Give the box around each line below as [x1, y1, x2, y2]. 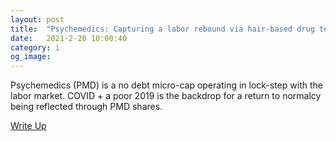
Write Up [10, 120, 47, 132]
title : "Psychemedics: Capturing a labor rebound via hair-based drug [10, 24, 315, 34]
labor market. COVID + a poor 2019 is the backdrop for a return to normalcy [10, 90, 322, 102]
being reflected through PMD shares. [10, 101, 163, 113]
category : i [10, 42, 60, 53]
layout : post [10, 14, 65, 25]
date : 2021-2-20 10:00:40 [10, 33, 128, 43]
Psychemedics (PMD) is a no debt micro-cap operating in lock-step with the [10, 79, 323, 91]
